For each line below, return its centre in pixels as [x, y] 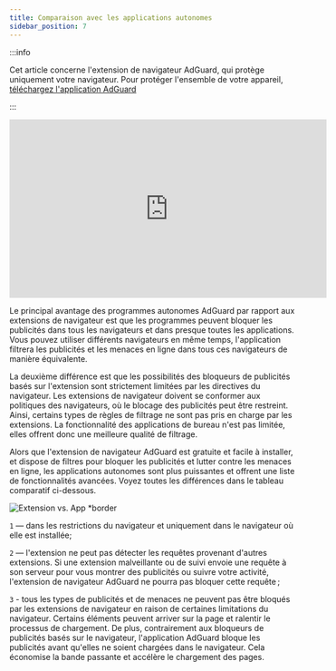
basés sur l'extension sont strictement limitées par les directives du [135, 385]
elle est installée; [41, 535]
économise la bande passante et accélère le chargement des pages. [137, 656]
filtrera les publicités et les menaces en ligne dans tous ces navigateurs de [149, 349]
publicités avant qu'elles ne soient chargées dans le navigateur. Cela [137, 647]
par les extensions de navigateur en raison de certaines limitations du [139, 608]
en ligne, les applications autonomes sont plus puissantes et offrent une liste [152, 471]
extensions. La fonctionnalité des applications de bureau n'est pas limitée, [147, 424]
